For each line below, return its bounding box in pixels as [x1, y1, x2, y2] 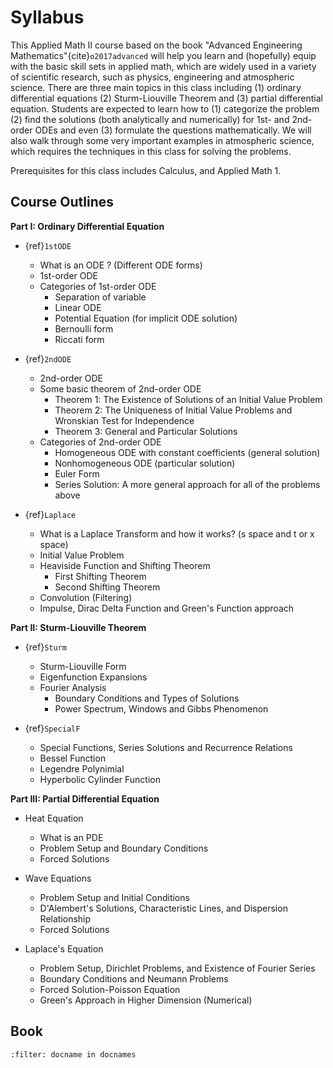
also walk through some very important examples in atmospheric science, [10, 134, 315, 146]
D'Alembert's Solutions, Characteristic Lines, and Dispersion [39, 902, 288, 914]
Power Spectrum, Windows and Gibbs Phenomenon [54, 702, 269, 715]
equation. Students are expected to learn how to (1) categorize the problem [10, 102, 320, 115]
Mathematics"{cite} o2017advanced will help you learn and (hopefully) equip [10, 49, 317, 61]
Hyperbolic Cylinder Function [39, 773, 161, 785]
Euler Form [54, 467, 100, 480]
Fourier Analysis [39, 681, 107, 693]
